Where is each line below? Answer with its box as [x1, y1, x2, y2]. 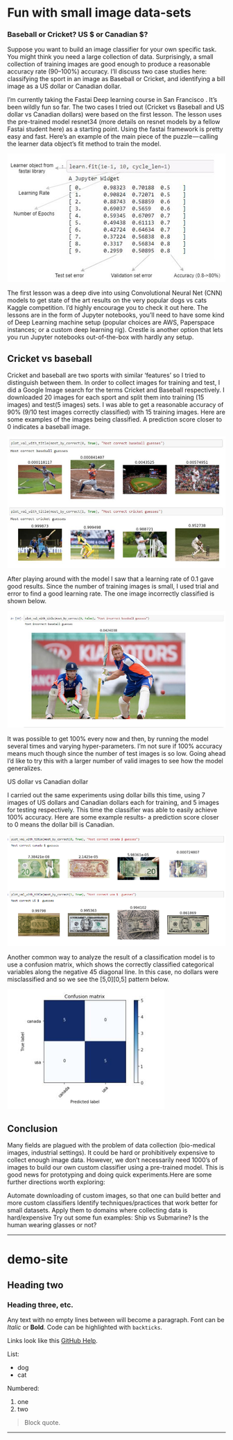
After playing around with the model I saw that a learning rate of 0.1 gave [7, 574, 214, 583]
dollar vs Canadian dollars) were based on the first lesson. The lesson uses [7, 110, 222, 119]
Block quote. [24, 1418, 61, 1426]
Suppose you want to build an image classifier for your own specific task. [7, 45, 217, 53]
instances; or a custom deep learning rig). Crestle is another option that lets [7, 325, 223, 333]
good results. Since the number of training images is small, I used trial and [7, 582, 219, 590]
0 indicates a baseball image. [7, 423, 91, 431]
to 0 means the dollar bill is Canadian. [7, 820, 115, 829]
